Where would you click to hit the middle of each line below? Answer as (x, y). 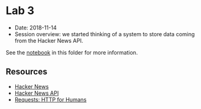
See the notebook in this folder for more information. (72, 52)
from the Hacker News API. (49, 40)
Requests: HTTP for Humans (50, 99)
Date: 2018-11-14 (36, 28)
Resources (27, 72)
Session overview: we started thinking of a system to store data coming (104, 34)
